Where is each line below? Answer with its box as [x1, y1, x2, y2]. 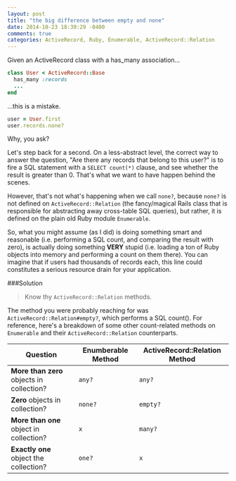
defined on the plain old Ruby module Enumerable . [7, 214, 151, 223]
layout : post [7, 10, 46, 18]
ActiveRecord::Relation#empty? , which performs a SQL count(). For [7, 314, 202, 323]
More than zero [11, 366, 63, 376]
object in [11, 424, 40, 434]
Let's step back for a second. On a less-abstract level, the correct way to [7, 149, 219, 157]
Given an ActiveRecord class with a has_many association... [7, 56, 181, 64]
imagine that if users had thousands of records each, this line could [7, 258, 202, 266]
